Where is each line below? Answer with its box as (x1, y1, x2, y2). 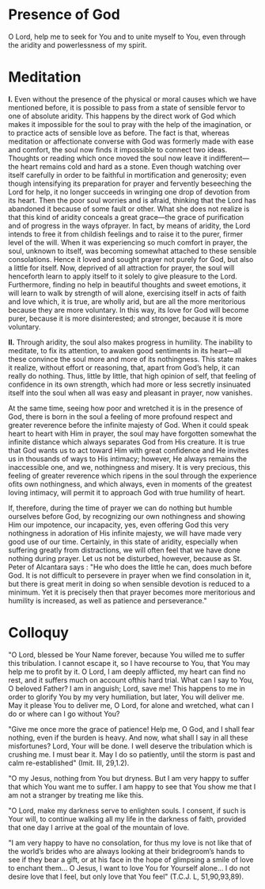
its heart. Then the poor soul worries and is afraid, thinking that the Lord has (8, 195, 257, 205)
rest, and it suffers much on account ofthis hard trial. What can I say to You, (8, 675, 255, 684)
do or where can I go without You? (8, 709, 120, 718)
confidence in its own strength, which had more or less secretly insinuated (8, 379, 252, 389)
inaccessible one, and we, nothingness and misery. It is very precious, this (8, 462, 251, 471)
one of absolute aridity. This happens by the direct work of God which (8, 111, 237, 121)
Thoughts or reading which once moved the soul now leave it (8, 153, 208, 163)
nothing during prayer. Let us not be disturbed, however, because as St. (8, 553, 242, 563)
